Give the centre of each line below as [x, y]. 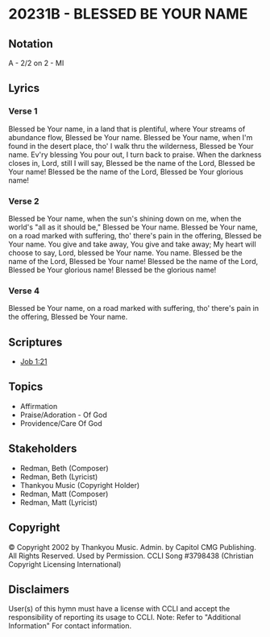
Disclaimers [39, 589]
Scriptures [35, 342]
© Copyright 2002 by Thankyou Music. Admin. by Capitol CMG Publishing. [132, 547]
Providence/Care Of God [61, 423]
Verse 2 [24, 201]
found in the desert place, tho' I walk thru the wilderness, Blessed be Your [131, 146]
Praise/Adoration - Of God [63, 415]
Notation [31, 44]
